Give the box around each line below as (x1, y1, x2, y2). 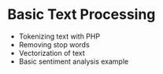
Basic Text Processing (7, 6, 156, 24)
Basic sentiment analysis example (18, 57, 129, 66)
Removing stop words (18, 39, 90, 49)
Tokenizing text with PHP (18, 31, 100, 41)
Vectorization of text (18, 48, 86, 57)
